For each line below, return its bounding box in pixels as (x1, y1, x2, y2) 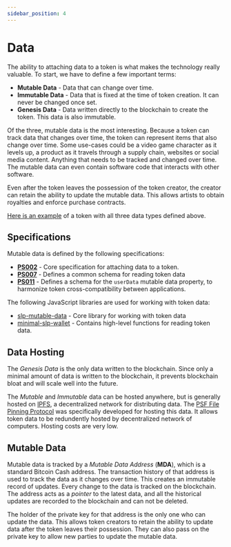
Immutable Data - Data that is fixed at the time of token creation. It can (17, 90, 219, 99)
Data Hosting (7, 346, 65, 358)
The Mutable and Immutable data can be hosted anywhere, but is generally (7, 392, 221, 401)
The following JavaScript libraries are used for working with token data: (7, 298, 210, 307)
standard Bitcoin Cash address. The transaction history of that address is (7, 468, 215, 476)
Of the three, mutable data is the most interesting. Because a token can (7, 126, 210, 135)
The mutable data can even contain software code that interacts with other (7, 163, 219, 171)
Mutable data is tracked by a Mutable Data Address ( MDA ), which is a (7, 460, 206, 468)
